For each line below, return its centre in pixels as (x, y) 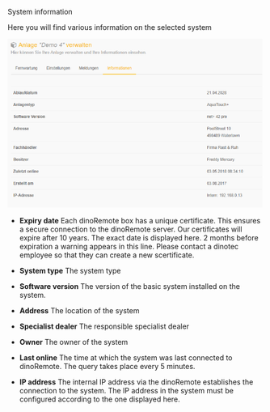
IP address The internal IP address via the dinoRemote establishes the (136, 382)
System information (40, 12)
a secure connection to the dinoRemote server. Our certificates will (131, 229)
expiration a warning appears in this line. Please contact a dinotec (129, 247)
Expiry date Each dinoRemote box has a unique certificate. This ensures (140, 221)
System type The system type (70, 271)
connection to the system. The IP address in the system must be (126, 391)
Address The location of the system (79, 311)
